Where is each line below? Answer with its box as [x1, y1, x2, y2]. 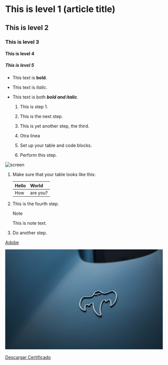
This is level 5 [5, 62, 34, 68]
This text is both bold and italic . [12, 94, 78, 100]
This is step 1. [19, 104, 48, 110]
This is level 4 [5, 51, 34, 57]
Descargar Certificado [5, 354, 51, 360]
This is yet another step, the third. [19, 123, 89, 129]
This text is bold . [12, 75, 47, 81]
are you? [29, 190, 48, 196]
